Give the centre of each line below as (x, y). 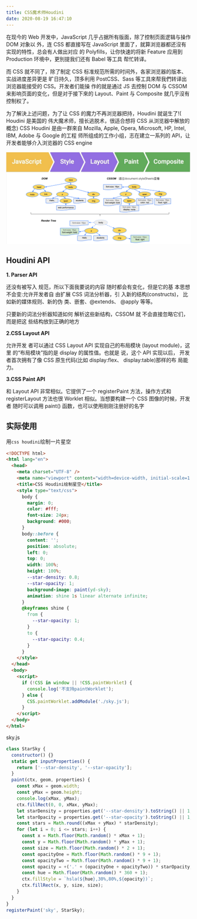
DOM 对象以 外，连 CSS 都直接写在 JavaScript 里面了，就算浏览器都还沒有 (96, 44)
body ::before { (40, 534)
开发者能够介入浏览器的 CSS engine (49, 143)
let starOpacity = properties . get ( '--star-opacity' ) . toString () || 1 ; (105, 817)
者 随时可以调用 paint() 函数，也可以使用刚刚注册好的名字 (75, 406)
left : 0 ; (38, 553)
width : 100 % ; (43, 565)
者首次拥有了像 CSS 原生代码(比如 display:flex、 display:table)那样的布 (91, 360)
